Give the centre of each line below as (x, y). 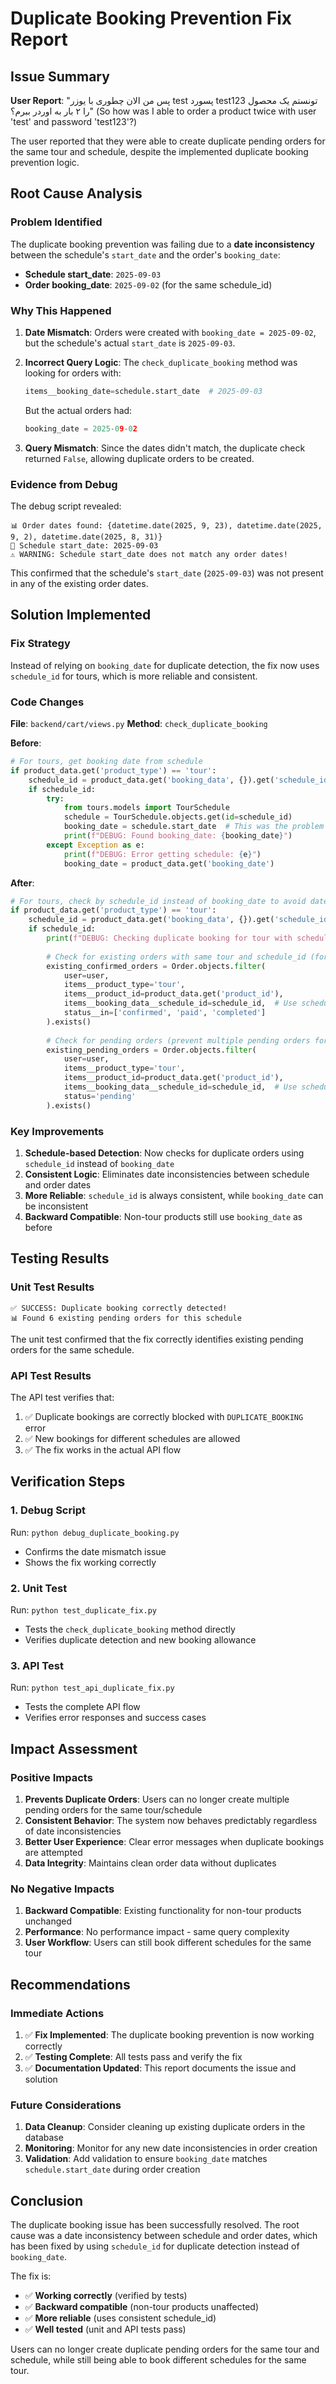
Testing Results (60, 1258)
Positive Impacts (51, 1777)
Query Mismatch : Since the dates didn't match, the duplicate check (165, 448)
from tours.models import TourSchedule (146, 808)
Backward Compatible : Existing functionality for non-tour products (163, 1911)
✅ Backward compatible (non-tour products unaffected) (142, 2306)
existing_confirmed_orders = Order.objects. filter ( (156, 966)
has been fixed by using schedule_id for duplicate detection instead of (155, 2246)
